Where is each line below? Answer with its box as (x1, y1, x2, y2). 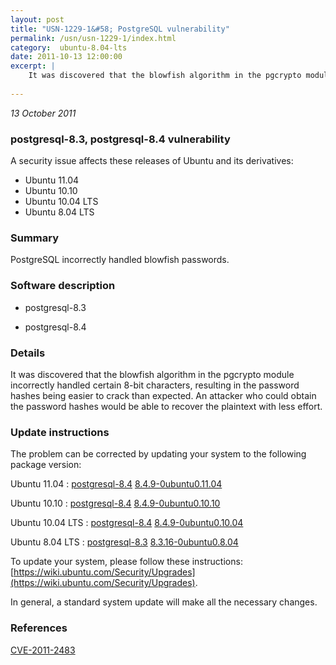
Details (10, 346, 46, 360)
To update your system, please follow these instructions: (10, 556, 243, 568)
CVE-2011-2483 (10, 644, 76, 656)
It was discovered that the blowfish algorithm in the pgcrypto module (10, 368, 295, 380)
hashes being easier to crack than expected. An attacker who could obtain (10, 389, 317, 401)
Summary (10, 231, 60, 245)
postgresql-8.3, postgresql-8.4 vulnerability (10, 132, 231, 146)
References (10, 621, 68, 635)
